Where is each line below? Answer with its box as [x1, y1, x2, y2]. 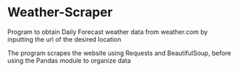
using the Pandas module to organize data [7, 56, 131, 64]
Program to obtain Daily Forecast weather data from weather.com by [7, 28, 208, 36]
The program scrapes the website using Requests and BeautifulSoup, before [7, 49, 232, 57]
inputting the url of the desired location [7, 35, 122, 43]
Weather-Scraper [7, 4, 113, 20]
